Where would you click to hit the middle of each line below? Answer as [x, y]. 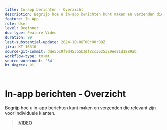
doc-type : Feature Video [31, 33]
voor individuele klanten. [30, 113]
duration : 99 [19, 38]
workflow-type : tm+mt [28, 56]
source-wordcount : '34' [30, 61]
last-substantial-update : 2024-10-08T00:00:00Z [55, 42]
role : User [16, 24]
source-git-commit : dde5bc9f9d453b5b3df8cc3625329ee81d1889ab [71, 51]
